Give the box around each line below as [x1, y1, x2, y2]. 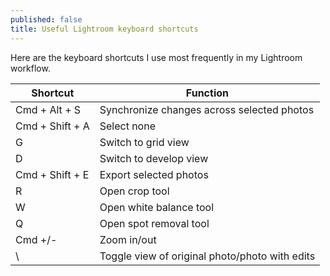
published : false [10, 14, 83, 25]
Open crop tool [99, 184, 170, 198]
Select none [99, 119, 156, 133]
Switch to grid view [99, 135, 190, 149]
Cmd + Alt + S [15, 102, 82, 116]
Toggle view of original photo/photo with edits [99, 249, 316, 263]
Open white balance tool [99, 200, 215, 214]
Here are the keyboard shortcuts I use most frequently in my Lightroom [10, 51, 303, 63]
